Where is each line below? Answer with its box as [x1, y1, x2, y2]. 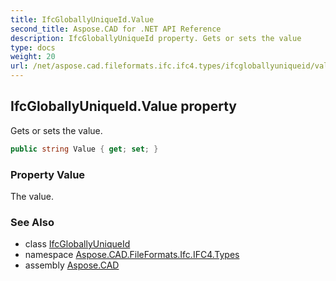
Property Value [10, 167, 86, 181]
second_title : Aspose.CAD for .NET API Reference [10, 24, 222, 34]
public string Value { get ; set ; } [10, 144, 159, 154]
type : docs [10, 42, 56, 53]
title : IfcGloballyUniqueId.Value [10, 14, 155, 25]
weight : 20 [10, 52, 56, 62]
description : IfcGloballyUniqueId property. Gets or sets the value [10, 33, 302, 43]
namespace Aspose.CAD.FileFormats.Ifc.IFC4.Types [24, 249, 240, 261]
